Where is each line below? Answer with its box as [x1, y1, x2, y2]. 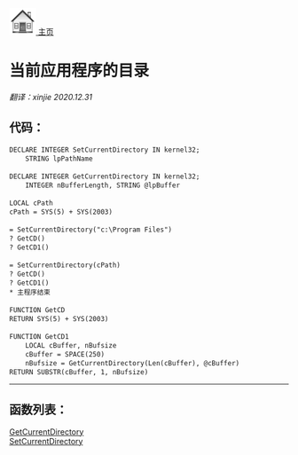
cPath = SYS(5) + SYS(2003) [9, 208, 114, 216]
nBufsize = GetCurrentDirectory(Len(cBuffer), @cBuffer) [25, 358, 240, 367]
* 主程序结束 [9, 287, 51, 296]
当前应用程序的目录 [9, 61, 150, 81]
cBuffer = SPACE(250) [25, 349, 105, 358]
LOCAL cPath [9, 199, 53, 208]
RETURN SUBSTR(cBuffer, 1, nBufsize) [9, 367, 149, 376]
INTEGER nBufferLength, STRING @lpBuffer [25, 181, 180, 190]
